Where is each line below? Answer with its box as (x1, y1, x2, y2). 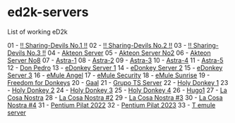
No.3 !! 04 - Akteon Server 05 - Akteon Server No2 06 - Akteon (26, 48, 211, 57)
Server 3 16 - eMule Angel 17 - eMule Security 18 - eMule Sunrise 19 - (7, 71, 210, 79)
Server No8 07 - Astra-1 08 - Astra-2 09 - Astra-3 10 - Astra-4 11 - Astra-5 (7, 56, 224, 64)
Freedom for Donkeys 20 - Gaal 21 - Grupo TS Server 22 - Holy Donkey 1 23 (7, 78, 229, 86)
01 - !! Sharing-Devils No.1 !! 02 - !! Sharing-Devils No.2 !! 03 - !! (7, 41, 192, 49)
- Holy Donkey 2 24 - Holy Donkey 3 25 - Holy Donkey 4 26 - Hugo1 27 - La (7, 86, 227, 94)
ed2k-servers (7, 4, 89, 20)
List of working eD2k (7, 27, 68, 36)
